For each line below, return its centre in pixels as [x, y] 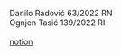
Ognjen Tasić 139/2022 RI [57, 23]
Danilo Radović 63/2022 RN [61, 13]
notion [21, 41]
